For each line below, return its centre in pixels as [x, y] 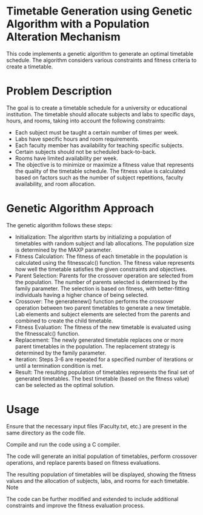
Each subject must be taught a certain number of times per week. [97, 132]
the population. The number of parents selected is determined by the [101, 282]
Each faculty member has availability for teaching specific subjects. [99, 145]
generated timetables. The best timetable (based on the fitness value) [102, 378]
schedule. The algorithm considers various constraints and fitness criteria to [101, 60]
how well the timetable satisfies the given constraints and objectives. [101, 269]
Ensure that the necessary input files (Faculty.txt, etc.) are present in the [97, 426]
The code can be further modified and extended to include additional [92, 499]
